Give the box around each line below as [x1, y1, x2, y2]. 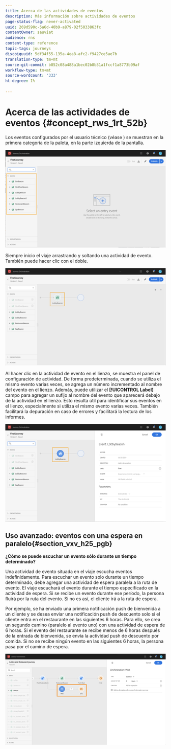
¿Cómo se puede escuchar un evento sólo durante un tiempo [5, 553, 137, 559]
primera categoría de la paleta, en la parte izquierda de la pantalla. [5, 140, 145, 146]
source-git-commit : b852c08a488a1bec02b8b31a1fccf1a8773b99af [5, 62, 140, 67]
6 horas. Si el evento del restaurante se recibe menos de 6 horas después [5, 627, 160, 633]
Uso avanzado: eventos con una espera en [5, 532, 143, 540]
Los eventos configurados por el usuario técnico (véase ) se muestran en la [5, 134, 164, 140]
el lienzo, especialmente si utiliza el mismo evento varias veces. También [5, 403, 158, 409]
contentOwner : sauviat [5, 30, 53, 35]
